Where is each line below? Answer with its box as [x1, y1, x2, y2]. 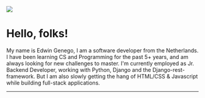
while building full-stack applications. [6, 79, 101, 86]
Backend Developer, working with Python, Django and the [6, 66, 151, 73]
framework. [6, 72, 35, 80]
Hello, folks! [6, 27, 68, 41]
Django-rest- [152, 66, 185, 73]
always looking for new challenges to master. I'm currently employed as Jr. [6, 60, 194, 67]
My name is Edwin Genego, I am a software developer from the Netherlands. [6, 46, 199, 54]
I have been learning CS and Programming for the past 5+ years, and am [6, 53, 189, 60]
